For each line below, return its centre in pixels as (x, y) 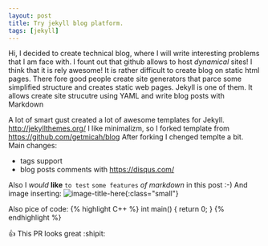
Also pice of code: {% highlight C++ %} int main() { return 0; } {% (116, 209)
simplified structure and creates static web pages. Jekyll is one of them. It (130, 87)
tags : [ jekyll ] (34, 30)
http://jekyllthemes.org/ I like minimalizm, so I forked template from (119, 128)
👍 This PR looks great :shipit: (57, 234)
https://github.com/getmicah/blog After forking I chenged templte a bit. (126, 137)
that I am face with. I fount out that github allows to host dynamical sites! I (130, 62)
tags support (41, 161)
